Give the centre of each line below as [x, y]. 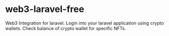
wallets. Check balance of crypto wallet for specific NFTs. [66, 28]
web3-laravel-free [45, 9]
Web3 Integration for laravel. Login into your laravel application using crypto [84, 23]
